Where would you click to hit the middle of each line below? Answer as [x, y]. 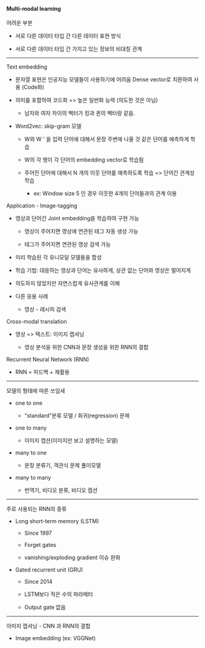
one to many [31, 428]
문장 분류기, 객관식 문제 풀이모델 [63, 466]
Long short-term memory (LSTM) [57, 521]
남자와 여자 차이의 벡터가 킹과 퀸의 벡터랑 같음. [80, 113]
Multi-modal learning [34, 9]
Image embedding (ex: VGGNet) [55, 638]
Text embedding [27, 67]
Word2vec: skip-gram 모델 [48, 126]
